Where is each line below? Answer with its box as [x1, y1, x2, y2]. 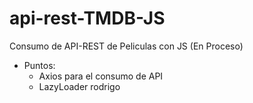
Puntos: [23, 59, 56, 71]
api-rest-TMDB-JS [9, 7, 166, 30]
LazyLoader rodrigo [38, 80, 121, 92]
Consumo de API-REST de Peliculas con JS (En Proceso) [9, 40, 244, 52]
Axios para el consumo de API [38, 70, 164, 82]
